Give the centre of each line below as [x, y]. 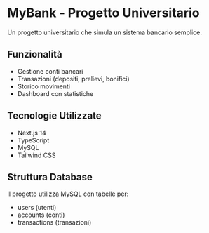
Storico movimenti [44, 86]
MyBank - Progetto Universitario [103, 13]
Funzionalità [35, 54]
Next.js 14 [32, 133]
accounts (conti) [41, 215]
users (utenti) [37, 208]
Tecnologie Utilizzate [54, 116]
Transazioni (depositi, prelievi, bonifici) [73, 79]
